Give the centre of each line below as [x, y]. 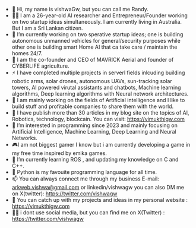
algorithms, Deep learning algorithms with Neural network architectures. [100, 94]
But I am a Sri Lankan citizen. [47, 28]
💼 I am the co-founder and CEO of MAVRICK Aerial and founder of [93, 60]
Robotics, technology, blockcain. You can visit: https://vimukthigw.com [98, 119]
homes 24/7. [27, 53]
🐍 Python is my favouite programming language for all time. [84, 172]
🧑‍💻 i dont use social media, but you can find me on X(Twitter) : [88, 213]
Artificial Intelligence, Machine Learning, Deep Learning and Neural [94, 132]
